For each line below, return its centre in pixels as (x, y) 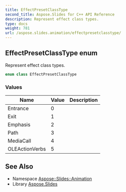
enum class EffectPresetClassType (41, 74)
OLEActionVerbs (27, 149)
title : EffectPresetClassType (37, 10)
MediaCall (19, 141)
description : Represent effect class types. (52, 19)
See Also (19, 167)
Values (14, 87)
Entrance (18, 108)
